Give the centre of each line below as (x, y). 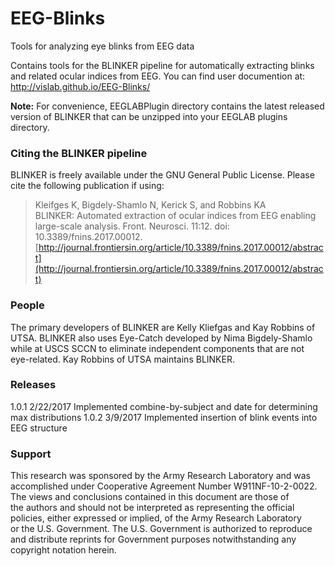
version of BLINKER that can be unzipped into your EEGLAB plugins (149, 116)
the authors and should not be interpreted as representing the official (152, 508)
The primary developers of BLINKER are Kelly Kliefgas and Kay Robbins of (163, 327)
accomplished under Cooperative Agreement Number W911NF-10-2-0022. (164, 486)
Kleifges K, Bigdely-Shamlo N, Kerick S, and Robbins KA (150, 205)
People (27, 305)
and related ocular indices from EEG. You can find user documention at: (158, 76)
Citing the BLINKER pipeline (79, 153)
